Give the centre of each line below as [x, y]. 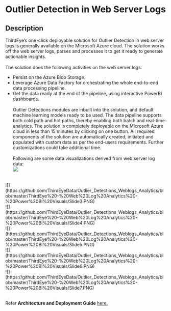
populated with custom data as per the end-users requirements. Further [88, 142]
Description [24, 28]
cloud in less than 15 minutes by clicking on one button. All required [83, 131]
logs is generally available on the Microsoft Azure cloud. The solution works [85, 46]
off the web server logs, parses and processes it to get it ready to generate [84, 51]
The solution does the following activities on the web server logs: [74, 67]
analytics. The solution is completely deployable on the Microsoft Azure [88, 126]
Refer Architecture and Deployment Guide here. [57, 303]
